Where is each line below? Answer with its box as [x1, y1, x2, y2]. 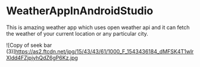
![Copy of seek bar [6, 42, 52, 49]
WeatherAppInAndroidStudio [6, 4, 154, 18]
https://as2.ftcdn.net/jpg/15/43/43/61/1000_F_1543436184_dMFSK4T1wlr [14, 47, 194, 55]
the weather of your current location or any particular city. [6, 30, 149, 37]
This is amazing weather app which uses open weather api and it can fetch [6, 24, 190, 31]
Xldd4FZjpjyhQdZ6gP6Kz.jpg [6, 54, 79, 61]
